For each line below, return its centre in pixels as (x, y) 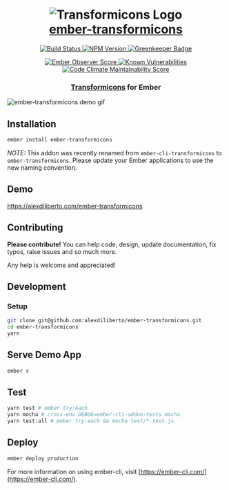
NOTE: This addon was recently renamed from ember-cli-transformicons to (114, 153)
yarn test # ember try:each (48, 408)
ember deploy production (43, 458)
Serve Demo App (44, 355)
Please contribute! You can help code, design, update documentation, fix (112, 244)
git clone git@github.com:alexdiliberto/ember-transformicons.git (104, 321)
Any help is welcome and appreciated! (61, 265)
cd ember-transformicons (43, 327)
